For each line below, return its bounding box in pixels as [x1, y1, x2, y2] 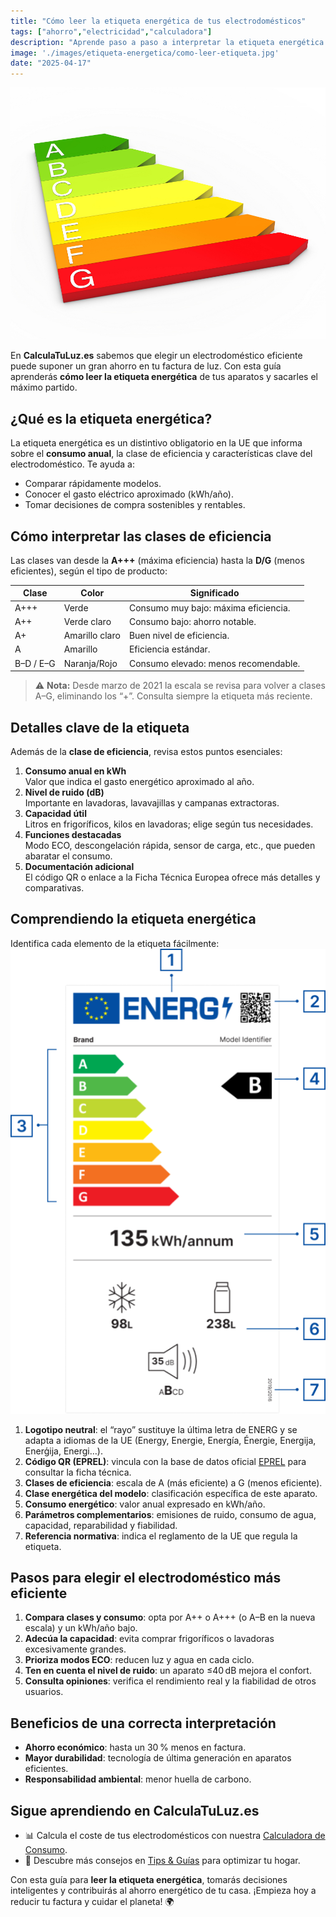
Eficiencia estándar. [128, 643, 211, 655]
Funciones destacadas [24, 829, 122, 840]
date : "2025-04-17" [10, 58, 92, 69]
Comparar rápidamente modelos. [24, 478, 162, 490]
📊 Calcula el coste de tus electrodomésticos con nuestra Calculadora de [24, 1830, 326, 1842]
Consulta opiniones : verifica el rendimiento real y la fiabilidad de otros [24, 1675, 317, 1687]
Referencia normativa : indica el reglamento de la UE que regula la [24, 1530, 298, 1542]
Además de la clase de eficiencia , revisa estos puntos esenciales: [10, 746, 283, 757]
